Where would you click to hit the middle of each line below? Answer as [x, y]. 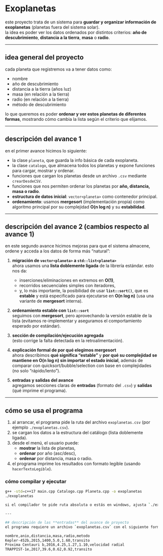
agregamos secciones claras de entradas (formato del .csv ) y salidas [82, 385]
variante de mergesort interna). [51, 301]
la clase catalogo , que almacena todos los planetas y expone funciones [83, 165]
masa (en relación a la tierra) [41, 94]
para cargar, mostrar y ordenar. [43, 171]
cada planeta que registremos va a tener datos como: [58, 69]
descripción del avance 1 [43, 139]
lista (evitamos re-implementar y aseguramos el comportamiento [77, 321]
